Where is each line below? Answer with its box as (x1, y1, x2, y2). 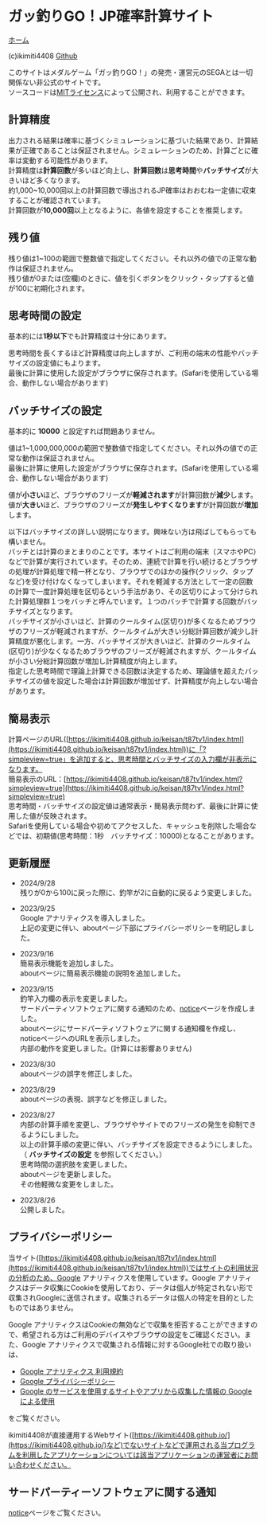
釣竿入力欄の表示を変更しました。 (19, 993, 132, 1003)
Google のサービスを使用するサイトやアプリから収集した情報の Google (19, 1386, 253, 1396)
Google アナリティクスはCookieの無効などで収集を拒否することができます (8, 1320, 251, 1329)
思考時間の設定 (8, 308, 82, 323)
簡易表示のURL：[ (8, 774, 67, 784)
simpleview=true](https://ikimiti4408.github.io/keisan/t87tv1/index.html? (8, 784, 245, 792)
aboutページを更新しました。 (19, 1169, 116, 1179)
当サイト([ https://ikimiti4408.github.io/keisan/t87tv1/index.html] (8, 1253, 217, 1262)
